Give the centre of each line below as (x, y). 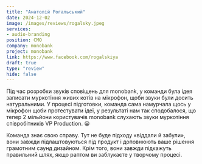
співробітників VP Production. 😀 (48, 124)
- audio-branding (28, 35)
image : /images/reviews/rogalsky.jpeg (55, 23)
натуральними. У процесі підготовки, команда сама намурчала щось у (99, 104)
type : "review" (26, 68)
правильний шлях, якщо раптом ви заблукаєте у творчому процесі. (94, 155)
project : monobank (30, 52)
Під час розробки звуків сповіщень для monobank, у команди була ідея (99, 91)
